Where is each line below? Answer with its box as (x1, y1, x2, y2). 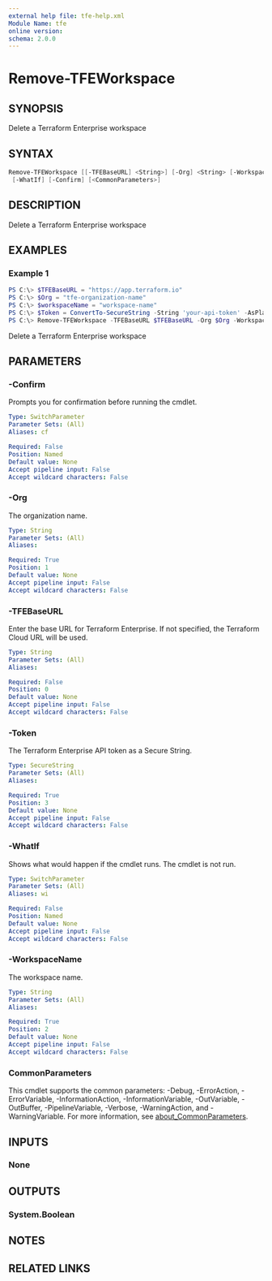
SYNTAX (8, 147, 54, 161)
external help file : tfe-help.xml (8, 11, 125, 20)
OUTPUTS (8, 1184, 61, 1198)
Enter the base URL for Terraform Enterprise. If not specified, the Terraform (8, 623, 260, 633)
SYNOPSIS (8, 101, 64, 115)
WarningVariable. (8, 1111, 66, 1121)
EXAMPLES (8, 244, 67, 257)
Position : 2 (8, 1025, 49, 1033)
